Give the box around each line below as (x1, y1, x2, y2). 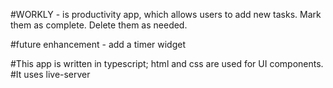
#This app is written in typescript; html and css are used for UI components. (10, 58, 324, 69)
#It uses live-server (10, 69, 91, 80)
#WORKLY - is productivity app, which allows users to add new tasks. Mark (10, 9, 322, 20)
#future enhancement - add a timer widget (10, 39, 187, 50)
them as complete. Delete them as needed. (10, 19, 188, 31)
